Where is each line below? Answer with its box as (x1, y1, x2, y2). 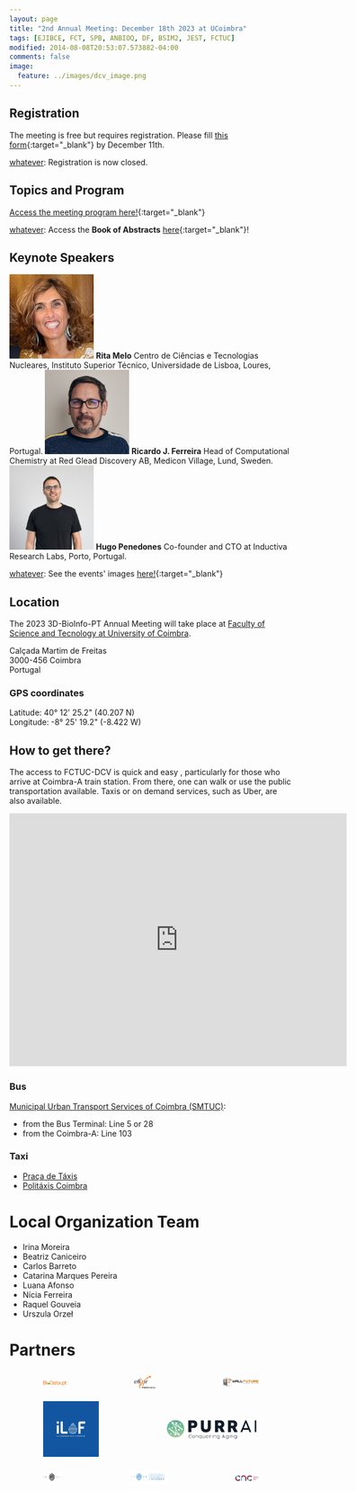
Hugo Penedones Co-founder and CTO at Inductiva (95, 541, 288, 552)
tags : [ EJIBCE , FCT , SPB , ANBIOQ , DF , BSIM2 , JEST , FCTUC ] (9, 33, 236, 42)
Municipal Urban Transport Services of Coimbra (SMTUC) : (9, 1101, 227, 1112)
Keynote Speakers (9, 250, 115, 265)
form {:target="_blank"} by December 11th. (9, 139, 165, 150)
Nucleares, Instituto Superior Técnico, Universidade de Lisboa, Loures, (9, 360, 271, 371)
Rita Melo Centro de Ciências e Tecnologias (95, 351, 259, 362)
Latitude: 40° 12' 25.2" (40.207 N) (9, 707, 135, 719)
